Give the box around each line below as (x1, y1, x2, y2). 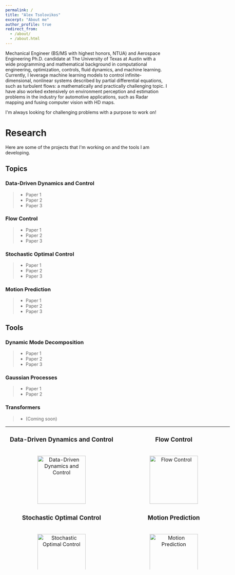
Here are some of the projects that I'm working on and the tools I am (5, 144, 150, 150)
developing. (5, 149, 30, 155)
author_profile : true (5, 22, 52, 27)
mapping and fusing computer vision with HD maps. (5, 99, 115, 105)
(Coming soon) (25, 415, 57, 422)
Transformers (5, 404, 41, 411)
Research (5, 127, 47, 139)
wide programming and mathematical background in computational (5, 61, 147, 67)
